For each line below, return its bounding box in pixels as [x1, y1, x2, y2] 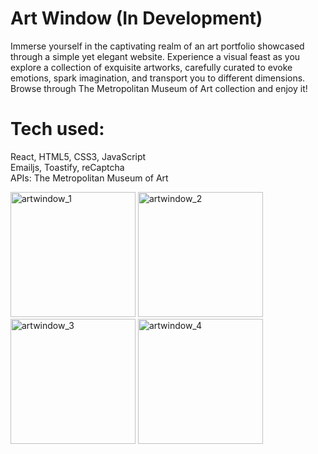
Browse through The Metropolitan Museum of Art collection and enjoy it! [10, 82, 308, 94]
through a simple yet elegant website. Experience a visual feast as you [10, 50, 301, 62]
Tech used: [10, 118, 105, 141]
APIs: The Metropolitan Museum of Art [10, 172, 169, 184]
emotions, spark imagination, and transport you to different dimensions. [10, 72, 306, 84]
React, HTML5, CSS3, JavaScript [10, 150, 147, 162]
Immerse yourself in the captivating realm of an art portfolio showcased [10, 40, 305, 52]
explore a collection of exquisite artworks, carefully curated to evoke [10, 61, 293, 73]
